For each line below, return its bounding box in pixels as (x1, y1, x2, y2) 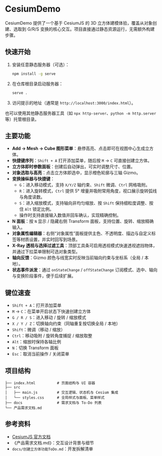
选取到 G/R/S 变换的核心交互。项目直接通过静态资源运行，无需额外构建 (13, 26, 155, 32)
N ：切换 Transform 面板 (12, 345, 59, 351)
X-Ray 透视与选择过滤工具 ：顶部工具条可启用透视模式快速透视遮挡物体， (12, 243, 157, 249)
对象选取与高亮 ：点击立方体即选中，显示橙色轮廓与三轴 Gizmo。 (12, 170, 141, 176)
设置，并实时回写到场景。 (29, 236, 80, 242)
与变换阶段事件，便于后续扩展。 (12, 273, 76, 279)
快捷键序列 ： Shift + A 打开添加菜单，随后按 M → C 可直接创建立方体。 (12, 158, 152, 164)
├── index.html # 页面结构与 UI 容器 (5, 380, 95, 386)
